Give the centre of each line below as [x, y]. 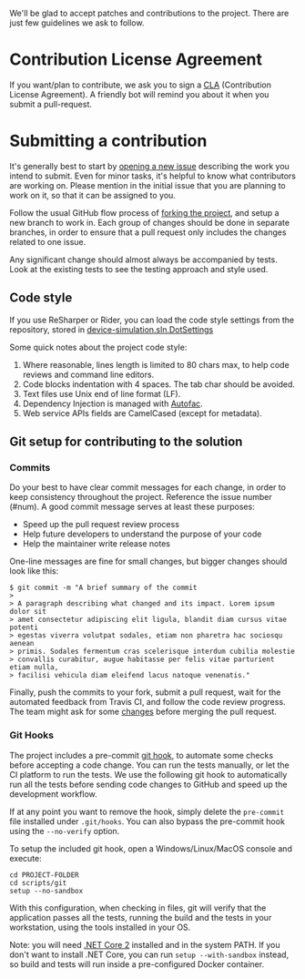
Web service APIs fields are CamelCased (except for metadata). [142, 413]
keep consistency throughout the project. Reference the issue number [141, 497]
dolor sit [28, 612]
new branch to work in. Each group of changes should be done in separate [149, 222]
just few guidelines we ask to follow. [77, 23]
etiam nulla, [34, 668]
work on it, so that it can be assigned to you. [92, 195]
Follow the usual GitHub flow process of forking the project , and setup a [144, 212]
